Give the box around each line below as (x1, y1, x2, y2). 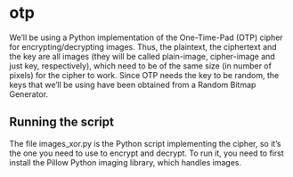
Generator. (9, 88, 49, 100)
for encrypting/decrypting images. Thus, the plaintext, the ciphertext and (9, 41, 278, 52)
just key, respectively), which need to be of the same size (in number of (9, 60, 272, 71)
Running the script (9, 115, 114, 130)
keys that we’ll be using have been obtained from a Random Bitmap (9, 79, 256, 90)
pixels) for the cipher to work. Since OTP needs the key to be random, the (9, 69, 280, 80)
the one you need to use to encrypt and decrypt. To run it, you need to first (9, 148, 284, 158)
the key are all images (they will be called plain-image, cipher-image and (9, 51, 276, 61)
